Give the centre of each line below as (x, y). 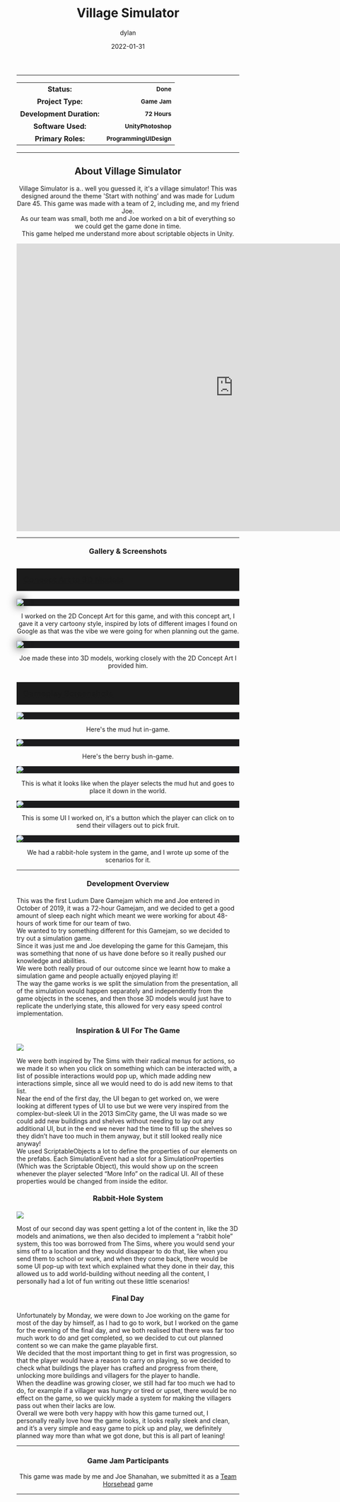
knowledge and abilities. (52, 961)
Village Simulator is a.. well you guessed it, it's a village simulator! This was (128, 188)
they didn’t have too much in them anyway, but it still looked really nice (119, 1136)
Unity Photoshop (148, 126)
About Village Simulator (128, 171)
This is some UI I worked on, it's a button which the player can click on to (128, 818)
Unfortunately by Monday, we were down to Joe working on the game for (123, 1316)
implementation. (40, 1013)
